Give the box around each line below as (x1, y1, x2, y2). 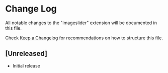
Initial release (12, 62, 40, 68)
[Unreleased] (5, 49, 48, 58)
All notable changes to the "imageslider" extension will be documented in (5, 20, 157, 26)
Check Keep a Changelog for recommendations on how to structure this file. (5, 35, 163, 41)
